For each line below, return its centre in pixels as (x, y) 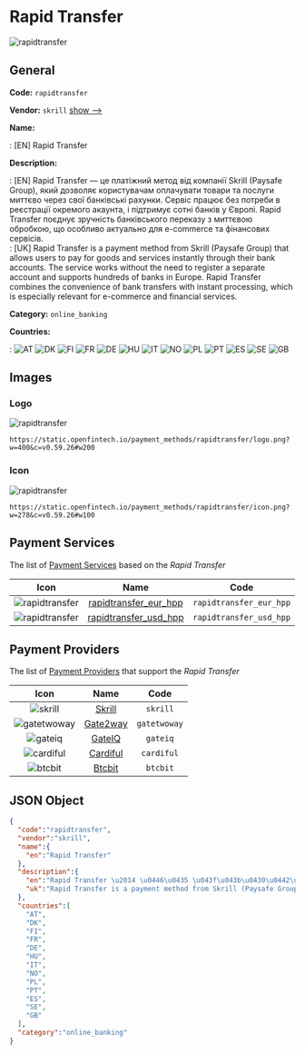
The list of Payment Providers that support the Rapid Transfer (125, 671)
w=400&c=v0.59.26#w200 (52, 448)
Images (31, 378)
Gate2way (106, 724)
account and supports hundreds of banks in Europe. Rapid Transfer (135, 277)
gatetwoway (160, 724)
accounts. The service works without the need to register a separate (138, 267)
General (33, 70)
